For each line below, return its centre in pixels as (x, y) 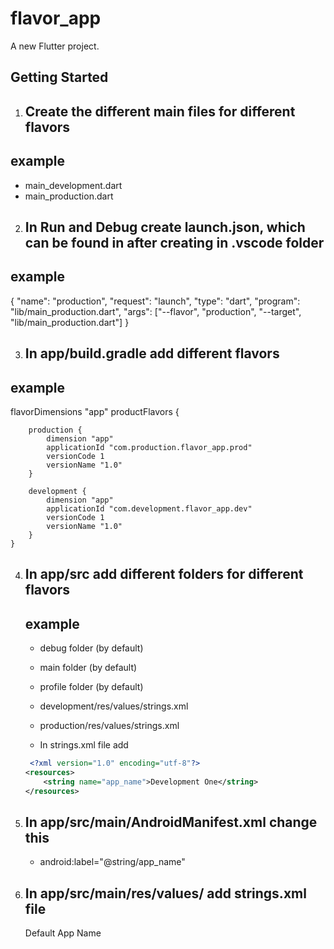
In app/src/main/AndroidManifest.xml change (171, 822)
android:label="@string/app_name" (112, 862)
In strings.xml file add (84, 745)
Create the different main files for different (160, 111)
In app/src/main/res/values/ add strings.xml (165, 893)
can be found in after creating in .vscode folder (174, 242)
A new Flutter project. (55, 46)
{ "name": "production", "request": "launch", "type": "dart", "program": (155, 301)
